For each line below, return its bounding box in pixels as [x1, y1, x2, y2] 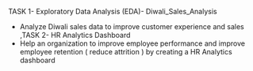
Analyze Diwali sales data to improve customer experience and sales [19, 22, 244, 31]
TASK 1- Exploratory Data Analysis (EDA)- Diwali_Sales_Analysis [8, 7, 217, 16]
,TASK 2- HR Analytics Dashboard [19, 31, 131, 39]
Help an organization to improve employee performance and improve [19, 39, 246, 48]
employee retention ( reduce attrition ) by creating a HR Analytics [19, 47, 232, 56]
